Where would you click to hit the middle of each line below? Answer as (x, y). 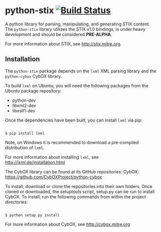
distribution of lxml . (25, 148)
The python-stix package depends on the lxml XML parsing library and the (81, 71)
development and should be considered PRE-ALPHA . (59, 34)
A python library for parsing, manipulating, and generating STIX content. (78, 24)
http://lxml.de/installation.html (35, 162)
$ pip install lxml (25, 133)
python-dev (24, 100)
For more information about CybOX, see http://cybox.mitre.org (68, 224)
